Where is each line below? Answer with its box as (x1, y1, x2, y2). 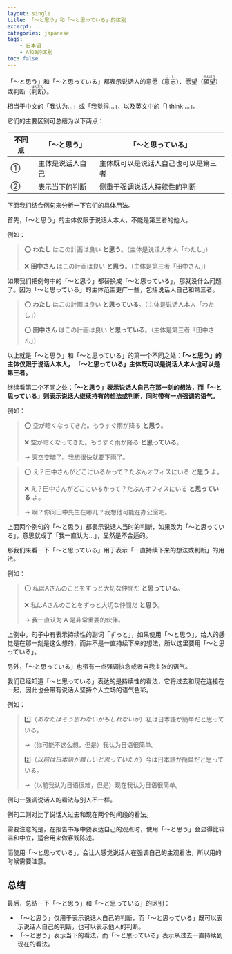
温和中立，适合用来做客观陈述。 (7, 834, 98, 842)
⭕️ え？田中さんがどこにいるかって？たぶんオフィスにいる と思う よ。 (23, 467, 223, 476)
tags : (7, 36, 23, 43)
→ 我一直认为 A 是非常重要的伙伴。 (23, 615, 124, 624)
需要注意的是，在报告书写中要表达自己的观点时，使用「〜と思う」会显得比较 (7, 825, 225, 833)
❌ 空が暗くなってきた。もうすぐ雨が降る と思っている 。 (23, 438, 183, 447)
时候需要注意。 (7, 856, 50, 865)
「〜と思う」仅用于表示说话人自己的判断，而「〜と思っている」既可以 (17, 913, 217, 921)
